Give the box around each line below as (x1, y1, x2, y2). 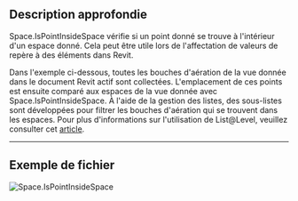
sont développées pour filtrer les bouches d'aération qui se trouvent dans (9, 104, 278, 115)
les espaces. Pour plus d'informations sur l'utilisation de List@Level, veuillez (9, 114, 288, 125)
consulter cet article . (9, 124, 85, 134)
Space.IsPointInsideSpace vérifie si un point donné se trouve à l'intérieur (9, 30, 275, 41)
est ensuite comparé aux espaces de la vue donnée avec (9, 85, 218, 96)
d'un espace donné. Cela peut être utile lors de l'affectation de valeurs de (9, 40, 278, 51)
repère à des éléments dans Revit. (9, 49, 134, 60)
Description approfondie (9, 7, 148, 22)
